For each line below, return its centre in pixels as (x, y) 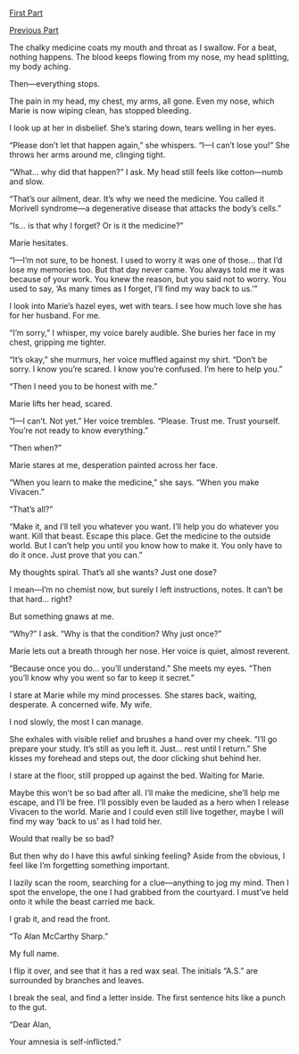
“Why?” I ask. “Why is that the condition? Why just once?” (116, 634)
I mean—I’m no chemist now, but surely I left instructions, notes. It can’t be (146, 590)
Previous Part (34, 30)
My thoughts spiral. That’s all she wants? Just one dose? (113, 572)
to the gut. (28, 1007)
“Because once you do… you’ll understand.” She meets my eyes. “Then (141, 668)
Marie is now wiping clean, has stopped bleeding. (100, 110)
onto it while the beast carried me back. (83, 902)
